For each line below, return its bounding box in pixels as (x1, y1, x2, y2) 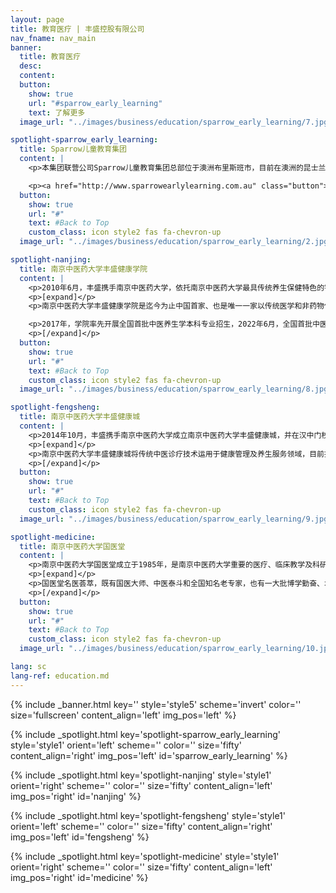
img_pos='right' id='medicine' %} (10, 871, 149, 883)
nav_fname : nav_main (10, 33, 97, 43)
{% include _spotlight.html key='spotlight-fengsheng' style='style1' (10, 809, 287, 821)
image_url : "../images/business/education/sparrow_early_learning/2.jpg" (19, 237, 333, 247)
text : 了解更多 (28, 107, 86, 118)
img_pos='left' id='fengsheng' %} (10, 831, 150, 843)
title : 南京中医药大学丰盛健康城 (19, 412, 141, 422)
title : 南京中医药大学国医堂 (19, 541, 126, 551)
